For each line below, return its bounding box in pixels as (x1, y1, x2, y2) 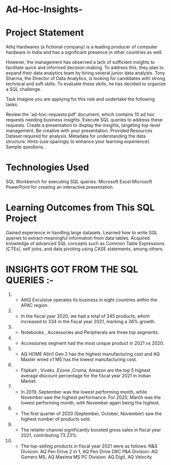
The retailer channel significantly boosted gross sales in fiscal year (20, 427, 161, 433)
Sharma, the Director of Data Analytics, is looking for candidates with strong (6, 75, 165, 82)
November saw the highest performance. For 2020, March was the (20, 394, 161, 400)
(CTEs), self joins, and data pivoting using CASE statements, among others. (6, 246, 164, 252)
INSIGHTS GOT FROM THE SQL (6, 264, 139, 275)
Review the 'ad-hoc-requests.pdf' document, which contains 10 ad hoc (6, 111, 155, 118)
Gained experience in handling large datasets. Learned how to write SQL (6, 229, 158, 236)
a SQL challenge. (6, 86, 42, 92)
